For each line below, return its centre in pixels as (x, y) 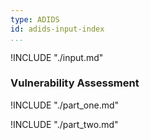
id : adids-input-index (57, 29)
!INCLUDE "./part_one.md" (65, 105)
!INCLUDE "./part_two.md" (64, 124)
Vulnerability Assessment (75, 83)
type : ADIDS (35, 19)
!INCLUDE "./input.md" (57, 57)
